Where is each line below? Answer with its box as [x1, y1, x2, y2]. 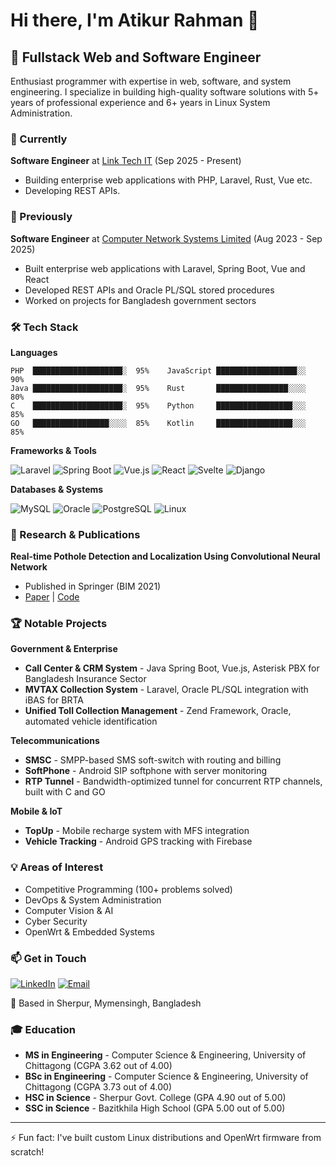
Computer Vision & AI [24, 904, 114, 916]
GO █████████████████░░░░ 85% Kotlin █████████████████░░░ [10, 418, 307, 428]
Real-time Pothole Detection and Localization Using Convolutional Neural [10, 550, 321, 563]
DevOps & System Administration [24, 894, 162, 906]
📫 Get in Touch [10, 951, 87, 965]
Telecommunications [10, 735, 100, 747]
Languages [10, 346, 58, 358]
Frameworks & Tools [10, 444, 97, 456]
